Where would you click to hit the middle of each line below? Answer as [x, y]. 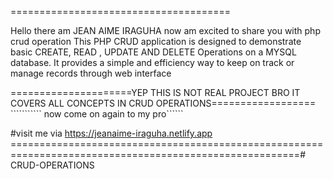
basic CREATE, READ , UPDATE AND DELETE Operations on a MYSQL [153, 52]
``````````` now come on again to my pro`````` [97, 114]
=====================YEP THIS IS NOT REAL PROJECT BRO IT [155, 92]
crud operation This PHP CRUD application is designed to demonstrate [156, 41]
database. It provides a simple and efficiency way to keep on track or [152, 62]
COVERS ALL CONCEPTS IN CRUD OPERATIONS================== [163, 103]
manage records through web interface [91, 73]
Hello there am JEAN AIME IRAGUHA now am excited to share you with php [165, 30]
